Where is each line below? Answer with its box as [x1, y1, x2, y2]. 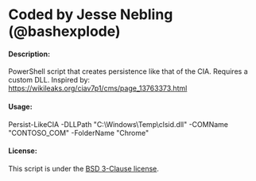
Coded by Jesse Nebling [8, 6, 173, 24]
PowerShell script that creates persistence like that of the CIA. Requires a [8, 67, 248, 76]
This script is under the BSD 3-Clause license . [8, 164, 159, 173]
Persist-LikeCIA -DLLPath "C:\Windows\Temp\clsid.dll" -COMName [8, 119, 229, 129]
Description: [8, 49, 50, 59]
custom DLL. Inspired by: [8, 75, 90, 85]
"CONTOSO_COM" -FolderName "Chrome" [8, 128, 149, 137]
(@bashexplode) [8, 22, 121, 40]
